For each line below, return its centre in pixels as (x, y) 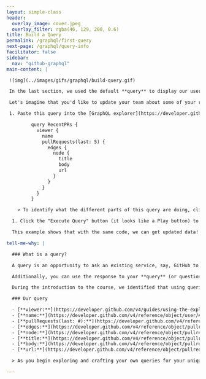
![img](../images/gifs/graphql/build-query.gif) (72, 80)
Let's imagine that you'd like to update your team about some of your (102, 103)
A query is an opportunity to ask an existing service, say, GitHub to (105, 265)
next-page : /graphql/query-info (48, 47)
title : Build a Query (34, 35)
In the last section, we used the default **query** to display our (98, 92)
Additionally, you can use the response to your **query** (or (94, 276)
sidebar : (17, 58)
